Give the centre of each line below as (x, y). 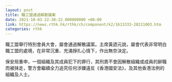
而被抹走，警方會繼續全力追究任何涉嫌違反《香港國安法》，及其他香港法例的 (85, 68)
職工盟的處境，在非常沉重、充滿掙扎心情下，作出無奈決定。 (68, 51)
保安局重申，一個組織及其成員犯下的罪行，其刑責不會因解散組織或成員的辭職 (86, 61)
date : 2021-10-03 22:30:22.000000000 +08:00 (53, 19)
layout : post (19, 10)
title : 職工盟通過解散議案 (31, 15)
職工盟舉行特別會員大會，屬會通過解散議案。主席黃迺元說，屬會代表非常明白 (86, 45)
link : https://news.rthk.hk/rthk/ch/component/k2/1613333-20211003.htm (83, 24)
